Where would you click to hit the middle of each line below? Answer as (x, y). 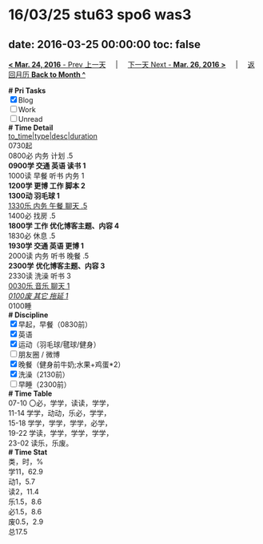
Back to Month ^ (58, 75)
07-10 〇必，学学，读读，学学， (61, 403)
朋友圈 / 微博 (39, 355)
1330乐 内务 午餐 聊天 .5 (48, 206)
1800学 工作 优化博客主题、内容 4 (64, 226)
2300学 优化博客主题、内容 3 (57, 266)
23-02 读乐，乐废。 (41, 443)
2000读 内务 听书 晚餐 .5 (49, 256)
